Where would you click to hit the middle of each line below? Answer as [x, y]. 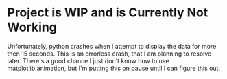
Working [32, 27]
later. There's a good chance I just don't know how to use [88, 60]
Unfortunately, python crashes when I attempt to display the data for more [112, 46]
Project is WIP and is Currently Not [108, 13]
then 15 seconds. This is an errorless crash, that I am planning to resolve [109, 54]
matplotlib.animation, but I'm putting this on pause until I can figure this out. [114, 68]
